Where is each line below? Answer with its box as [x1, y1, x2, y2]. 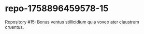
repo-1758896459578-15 [5, 3, 109, 14]
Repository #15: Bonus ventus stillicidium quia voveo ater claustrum [5, 19, 139, 25]
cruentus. [5, 24, 24, 30]
